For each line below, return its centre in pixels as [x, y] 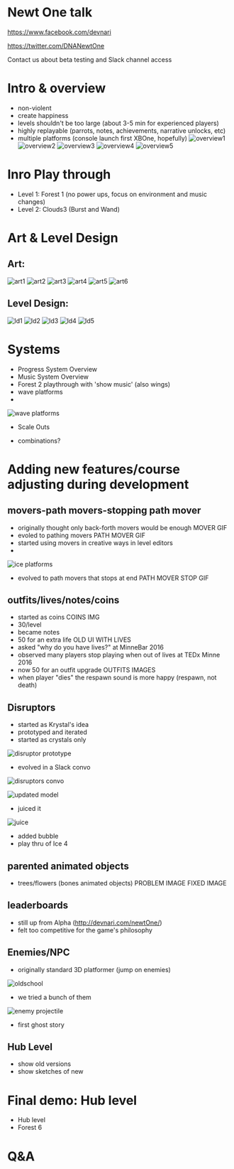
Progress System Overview [57, 369]
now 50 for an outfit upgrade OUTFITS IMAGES [87, 670]
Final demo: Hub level [72, 1100]
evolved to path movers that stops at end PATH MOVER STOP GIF [113, 578]
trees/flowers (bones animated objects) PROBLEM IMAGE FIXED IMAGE [122, 883]
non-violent [34, 108]
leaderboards [38, 906]
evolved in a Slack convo [54, 767]
